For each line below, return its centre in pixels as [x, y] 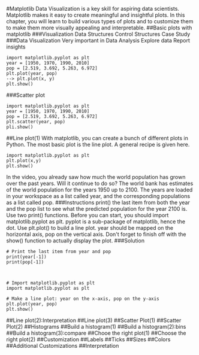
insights [16, 47]
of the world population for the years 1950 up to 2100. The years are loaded [99, 190]
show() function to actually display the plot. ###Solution [76, 241]
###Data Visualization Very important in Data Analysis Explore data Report [98, 40]
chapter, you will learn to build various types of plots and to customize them [100, 21]
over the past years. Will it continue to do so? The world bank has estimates [100, 183]
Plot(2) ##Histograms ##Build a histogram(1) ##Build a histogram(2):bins [96, 327]
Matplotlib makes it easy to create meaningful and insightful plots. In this [96, 15]
